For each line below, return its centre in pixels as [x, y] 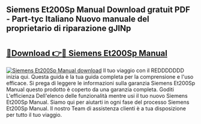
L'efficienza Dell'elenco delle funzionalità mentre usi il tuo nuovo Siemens [97, 96]
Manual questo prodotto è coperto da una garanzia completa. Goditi [90, 89]
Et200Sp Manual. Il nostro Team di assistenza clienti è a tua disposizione [96, 108]
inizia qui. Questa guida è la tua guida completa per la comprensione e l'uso [100, 77]
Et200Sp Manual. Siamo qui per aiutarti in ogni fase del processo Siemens [98, 102]
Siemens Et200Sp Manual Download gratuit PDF [98, 10]
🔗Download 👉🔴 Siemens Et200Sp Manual [87, 53]
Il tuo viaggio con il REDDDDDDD [143, 70]
